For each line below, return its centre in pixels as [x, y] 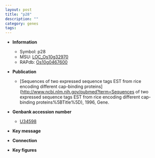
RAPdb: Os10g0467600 [44, 62]
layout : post [19, 10]
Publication [24, 72]
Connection [24, 141]
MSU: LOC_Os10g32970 [44, 57]
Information [25, 42]
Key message [26, 131]
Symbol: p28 [33, 52]
